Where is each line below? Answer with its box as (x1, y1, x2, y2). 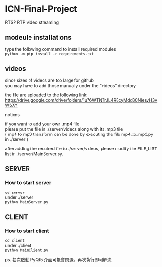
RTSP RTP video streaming (5, 19, 59, 25)
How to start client (5, 227, 49, 234)
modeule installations (5, 33, 72, 42)
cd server (5, 190, 25, 195)
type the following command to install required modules (5, 46, 116, 52)
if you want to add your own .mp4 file (5, 121, 80, 127)
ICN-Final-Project (5, 3, 77, 15)
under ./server (5, 194, 34, 200)
